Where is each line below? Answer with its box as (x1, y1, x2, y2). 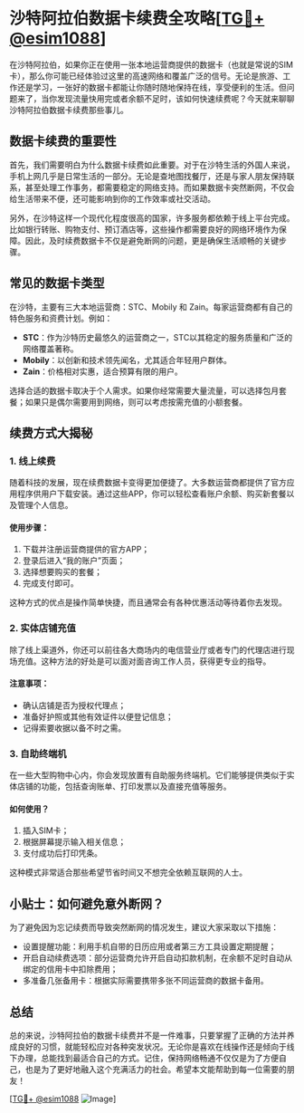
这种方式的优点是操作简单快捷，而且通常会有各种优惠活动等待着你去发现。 (9, 597, 287, 608)
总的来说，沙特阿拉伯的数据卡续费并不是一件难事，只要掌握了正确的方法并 (9, 1030, 287, 1041)
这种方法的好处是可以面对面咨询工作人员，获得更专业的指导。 (40, 656, 271, 667)
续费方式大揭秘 (9, 425, 93, 440)
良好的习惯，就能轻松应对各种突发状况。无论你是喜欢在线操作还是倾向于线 (16, 1041, 295, 1052)
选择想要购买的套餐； (22, 567, 102, 578)
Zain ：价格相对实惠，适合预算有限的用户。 (22, 366, 183, 377)
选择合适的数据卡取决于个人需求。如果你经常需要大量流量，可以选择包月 (9, 385, 279, 396)
